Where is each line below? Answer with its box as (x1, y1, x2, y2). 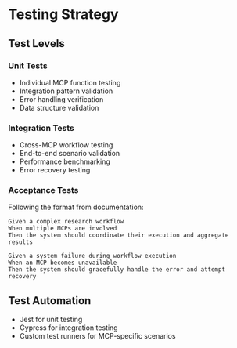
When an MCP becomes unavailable (8, 259, 117, 267)
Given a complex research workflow (8, 218, 124, 226)
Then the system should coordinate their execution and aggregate (8, 231, 229, 240)
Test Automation (8, 294, 92, 307)
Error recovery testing (19, 165, 91, 175)
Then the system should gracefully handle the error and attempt (8, 266, 225, 274)
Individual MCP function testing (19, 78, 121, 87)
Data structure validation (19, 103, 99, 112)
